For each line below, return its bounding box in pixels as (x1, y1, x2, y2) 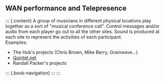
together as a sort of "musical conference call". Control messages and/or (5, 23, 160, 29)
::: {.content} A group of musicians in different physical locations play (5, 17, 152, 23)
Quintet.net (12, 55, 37, 61)
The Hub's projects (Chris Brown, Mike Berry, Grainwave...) (12, 49, 138, 55)
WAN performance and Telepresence (5, 4, 127, 13)
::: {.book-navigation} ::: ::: (5, 70, 60, 76)
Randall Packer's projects (12, 60, 67, 66)
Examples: (5, 39, 27, 45)
